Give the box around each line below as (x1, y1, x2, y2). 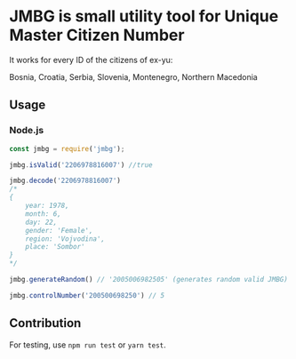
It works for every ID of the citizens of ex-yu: (9, 54, 173, 65)
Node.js (9, 124, 44, 137)
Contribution (9, 315, 82, 331)
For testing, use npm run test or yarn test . (9, 339, 166, 350)
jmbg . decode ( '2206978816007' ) (9, 176, 122, 186)
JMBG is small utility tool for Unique (9, 6, 279, 27)
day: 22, (25, 218, 58, 227)
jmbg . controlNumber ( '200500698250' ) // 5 (9, 291, 165, 299)
